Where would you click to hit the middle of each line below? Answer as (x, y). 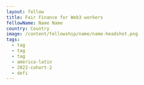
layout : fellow (25, 12)
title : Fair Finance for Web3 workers (55, 17)
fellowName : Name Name (34, 23)
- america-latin (32, 62)
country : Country (28, 28)
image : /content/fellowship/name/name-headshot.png (72, 34)
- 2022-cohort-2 (32, 67)
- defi (20, 73)
